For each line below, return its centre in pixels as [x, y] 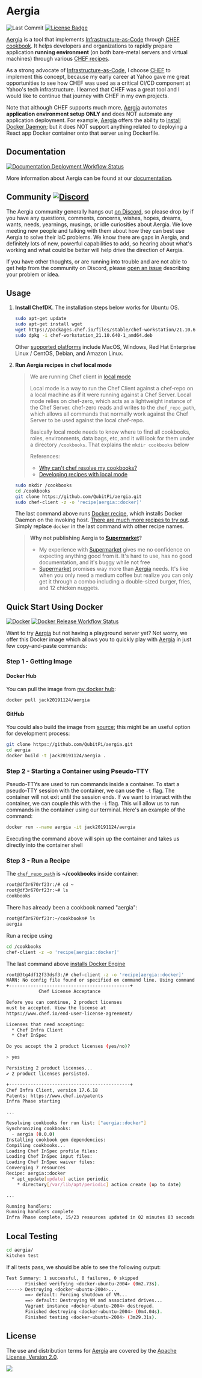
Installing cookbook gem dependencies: [56, 1140]
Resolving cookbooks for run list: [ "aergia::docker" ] [76, 1123]
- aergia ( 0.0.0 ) [33, 1134]
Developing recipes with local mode [83, 474]
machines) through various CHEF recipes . [58, 58]
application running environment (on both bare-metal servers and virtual [97, 52]
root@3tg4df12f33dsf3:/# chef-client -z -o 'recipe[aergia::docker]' [95, 975]
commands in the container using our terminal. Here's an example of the [96, 810]
